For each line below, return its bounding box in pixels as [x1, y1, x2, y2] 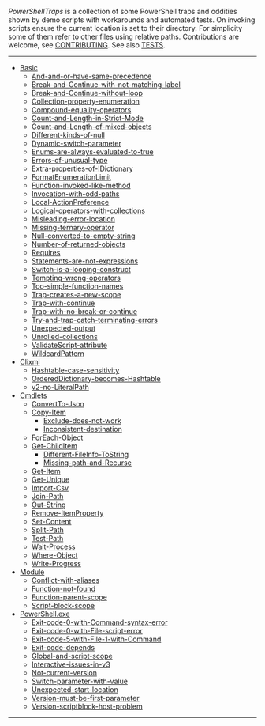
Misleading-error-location [31, 214, 116, 224]
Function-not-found [31, 584, 96, 593]
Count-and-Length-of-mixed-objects [31, 122, 152, 131]
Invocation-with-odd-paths [31, 189, 120, 199]
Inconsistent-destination [43, 425, 122, 433]
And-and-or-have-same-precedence [31, 71, 152, 81]
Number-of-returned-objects [31, 240, 126, 248]
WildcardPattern [31, 349, 85, 358]
